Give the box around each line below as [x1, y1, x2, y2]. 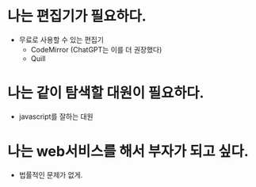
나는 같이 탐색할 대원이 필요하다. [7, 84, 204, 102]
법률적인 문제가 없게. [18, 170, 83, 179]
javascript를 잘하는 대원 [18, 112, 94, 121]
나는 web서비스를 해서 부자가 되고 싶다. [7, 143, 249, 161]
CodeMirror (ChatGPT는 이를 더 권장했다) [30, 44, 162, 54]
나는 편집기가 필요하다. [7, 7, 147, 25]
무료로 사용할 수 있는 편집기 [18, 35, 105, 44]
